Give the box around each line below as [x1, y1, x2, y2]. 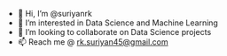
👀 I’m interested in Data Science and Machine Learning [17, 17, 219, 28]
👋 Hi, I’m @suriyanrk [17, 9, 93, 18]
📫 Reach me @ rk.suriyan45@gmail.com [17, 37, 168, 47]
